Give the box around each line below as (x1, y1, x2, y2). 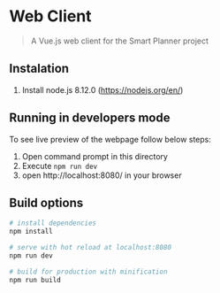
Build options (9, 195, 84, 210)
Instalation (9, 61, 69, 76)
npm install (9, 227, 53, 236)
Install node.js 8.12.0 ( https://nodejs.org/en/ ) (21, 84, 184, 95)
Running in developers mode (9, 111, 171, 126)
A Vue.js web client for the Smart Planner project (30, 35, 209, 46)
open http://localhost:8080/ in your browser (21, 170, 183, 181)
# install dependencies (9, 219, 97, 227)
